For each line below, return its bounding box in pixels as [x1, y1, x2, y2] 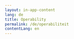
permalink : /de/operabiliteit [5, 21, 69, 27]
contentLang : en [5, 26, 39, 31]
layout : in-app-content [5, 7, 56, 13]
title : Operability [5, 17, 46, 22]
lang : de [5, 12, 23, 17]
